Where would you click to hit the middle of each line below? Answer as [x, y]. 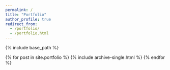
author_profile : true [28, 19]
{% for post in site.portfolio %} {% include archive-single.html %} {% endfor [85, 57]
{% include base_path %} [32, 48]
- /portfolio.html [30, 33]
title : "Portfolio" [26, 15]
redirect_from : [21, 24]
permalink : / [19, 10]
